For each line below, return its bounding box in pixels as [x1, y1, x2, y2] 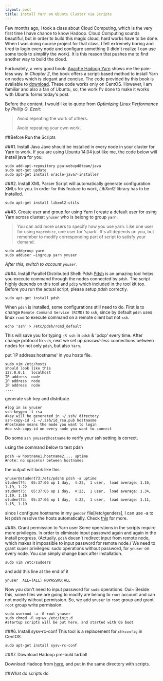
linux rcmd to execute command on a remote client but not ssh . [5, 314, 130, 320]
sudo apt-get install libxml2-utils [5, 200, 79, 205]
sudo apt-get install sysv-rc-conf [5, 643, 77, 648]
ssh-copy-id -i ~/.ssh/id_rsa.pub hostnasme [5, 418, 97, 423]
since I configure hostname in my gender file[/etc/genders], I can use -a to [5, 510, 154, 516]
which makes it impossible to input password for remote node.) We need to [5, 540, 156, 546]
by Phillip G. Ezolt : [5, 106, 41, 112]
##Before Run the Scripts [5, 134, 56, 140]
